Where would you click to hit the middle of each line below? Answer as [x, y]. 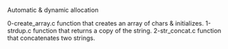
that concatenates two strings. [51, 38]
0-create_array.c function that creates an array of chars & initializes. [106, 23]
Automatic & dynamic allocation [53, 10]
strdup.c [19, 31]
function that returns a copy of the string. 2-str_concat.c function [127, 31]
